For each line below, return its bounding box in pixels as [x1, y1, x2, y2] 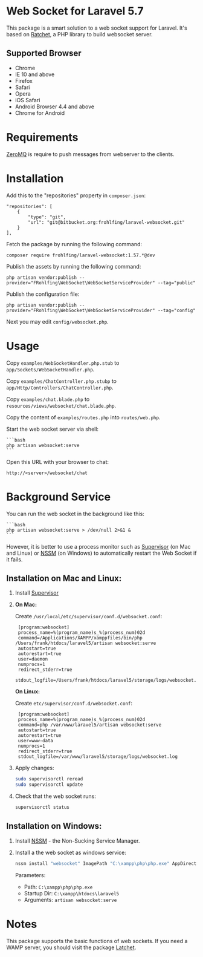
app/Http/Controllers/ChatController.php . [6, 384, 114, 391]
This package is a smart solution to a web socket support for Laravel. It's [6, 24, 187, 31]
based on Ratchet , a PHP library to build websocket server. [6, 30, 153, 38]
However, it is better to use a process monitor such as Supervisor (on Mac [6, 543, 191, 550]
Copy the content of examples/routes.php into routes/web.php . [6, 413, 161, 421]
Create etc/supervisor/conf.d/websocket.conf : [14, 700, 133, 707]
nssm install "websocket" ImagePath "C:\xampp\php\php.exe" [14, 860, 170, 866]
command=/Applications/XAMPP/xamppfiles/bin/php [18, 635, 143, 641]
